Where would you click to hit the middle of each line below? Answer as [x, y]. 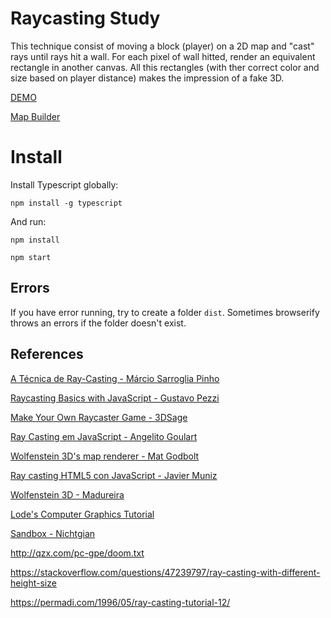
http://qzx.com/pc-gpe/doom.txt [77, 553]
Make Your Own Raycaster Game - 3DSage [99, 417]
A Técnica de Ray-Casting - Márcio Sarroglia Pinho [115, 378]
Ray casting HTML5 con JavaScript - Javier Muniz [114, 475]
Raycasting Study [85, 18]
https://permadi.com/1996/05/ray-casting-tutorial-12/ [120, 602]
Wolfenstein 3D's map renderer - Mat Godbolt [105, 456]
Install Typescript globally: [64, 184]
